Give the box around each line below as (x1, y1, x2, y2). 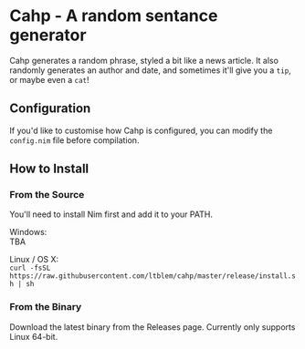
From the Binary (9, 301, 82, 313)
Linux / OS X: (9, 254, 59, 265)
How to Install (9, 161, 89, 177)
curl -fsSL (9, 263, 51, 273)
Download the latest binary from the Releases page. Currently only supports (9, 321, 296, 333)
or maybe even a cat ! (9, 74, 89, 85)
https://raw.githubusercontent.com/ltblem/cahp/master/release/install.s (9, 272, 297, 281)
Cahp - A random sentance (9, 5, 218, 26)
